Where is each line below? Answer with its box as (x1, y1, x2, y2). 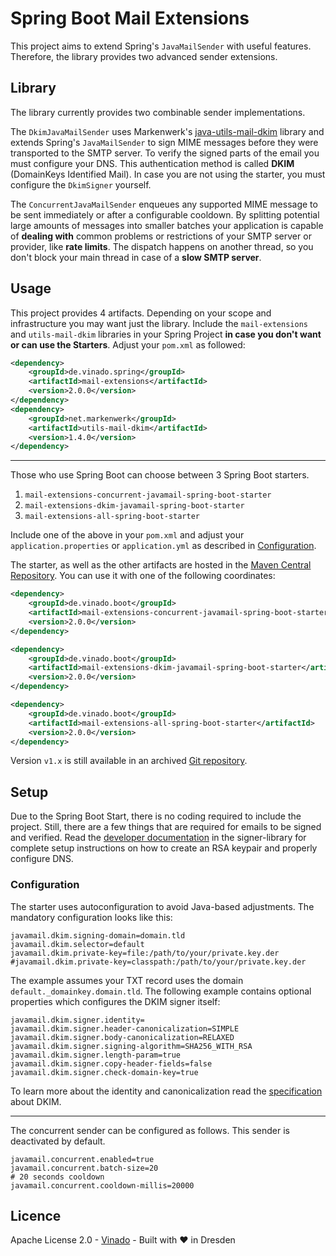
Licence (10, 1207, 62, 1224)
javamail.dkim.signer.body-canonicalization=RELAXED (10, 1032, 235, 1042)
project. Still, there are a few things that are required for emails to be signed (10, 821, 322, 833)
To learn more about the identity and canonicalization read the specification (10, 1085, 323, 1097)
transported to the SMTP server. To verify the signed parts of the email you (10, 147, 320, 159)
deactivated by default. (10, 1135, 106, 1147)
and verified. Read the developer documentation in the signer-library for (10, 832, 307, 844)
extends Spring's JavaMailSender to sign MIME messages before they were (10, 136, 319, 148)
